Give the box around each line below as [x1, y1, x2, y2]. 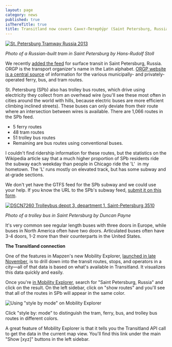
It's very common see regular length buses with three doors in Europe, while [5, 222, 166, 228]
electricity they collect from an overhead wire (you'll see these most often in [5, 92, 166, 98]
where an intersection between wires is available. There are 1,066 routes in [5, 109, 163, 115]
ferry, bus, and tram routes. [25, 77, 83, 83]
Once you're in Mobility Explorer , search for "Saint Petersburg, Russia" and [5, 279, 163, 286]
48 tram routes [12, 129, 45, 136]
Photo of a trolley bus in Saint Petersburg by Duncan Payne [5, 212, 132, 219]
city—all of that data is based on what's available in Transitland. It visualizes [5, 264, 165, 270]
